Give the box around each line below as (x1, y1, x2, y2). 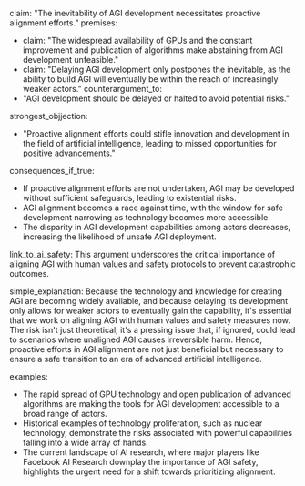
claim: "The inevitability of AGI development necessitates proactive (9, 8, 261, 18)
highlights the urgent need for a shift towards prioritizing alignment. (22, 466, 276, 477)
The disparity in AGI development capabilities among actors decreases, (22, 222, 291, 232)
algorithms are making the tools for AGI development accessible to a (22, 399, 280, 409)
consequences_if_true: (9, 166, 95, 176)
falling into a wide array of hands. (22, 437, 148, 448)
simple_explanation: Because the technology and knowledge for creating (9, 286, 282, 297)
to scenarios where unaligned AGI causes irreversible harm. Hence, (9, 334, 262, 345)
